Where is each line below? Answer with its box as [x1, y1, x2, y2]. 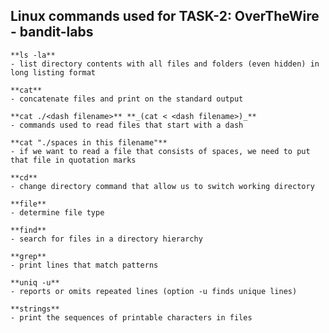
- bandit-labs [10, 24, 94, 41]
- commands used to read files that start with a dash [10, 120, 244, 130]
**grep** [10, 251, 47, 261]
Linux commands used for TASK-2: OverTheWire [10, 8, 320, 25]
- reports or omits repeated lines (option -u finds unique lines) [10, 286, 298, 296]
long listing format [10, 67, 97, 78]
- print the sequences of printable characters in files [10, 312, 253, 323]
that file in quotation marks [10, 155, 137, 165]
